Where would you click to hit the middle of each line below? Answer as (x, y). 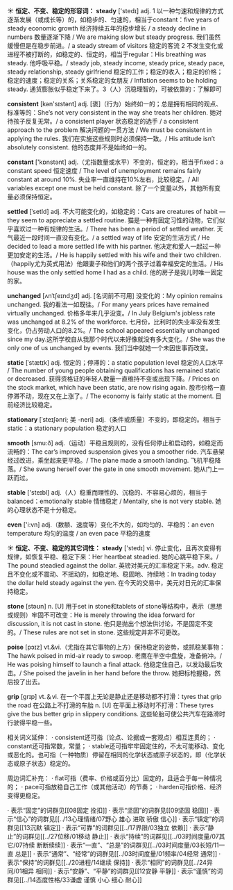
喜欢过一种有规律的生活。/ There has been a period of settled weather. (114, 229)
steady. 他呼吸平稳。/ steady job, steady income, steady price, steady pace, (116, 63)
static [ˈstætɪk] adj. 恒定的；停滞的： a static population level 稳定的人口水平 (115, 363)
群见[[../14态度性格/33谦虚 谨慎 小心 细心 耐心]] (75, 880)
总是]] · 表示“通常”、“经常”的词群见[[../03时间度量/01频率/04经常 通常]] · (118, 854)
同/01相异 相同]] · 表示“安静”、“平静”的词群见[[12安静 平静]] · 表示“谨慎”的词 (115, 871)
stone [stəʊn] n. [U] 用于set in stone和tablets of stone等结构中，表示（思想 (115, 606)
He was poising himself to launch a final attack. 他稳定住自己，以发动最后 (112, 664)
